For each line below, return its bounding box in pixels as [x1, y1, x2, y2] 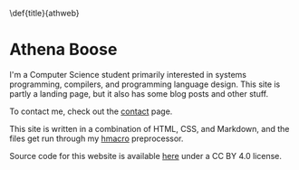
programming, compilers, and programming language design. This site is [9, 79, 281, 90]
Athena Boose [9, 40, 118, 60]
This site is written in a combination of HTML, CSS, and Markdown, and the [9, 123, 290, 134]
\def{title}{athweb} [9, 8, 80, 18]
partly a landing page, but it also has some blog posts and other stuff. [9, 88, 269, 99]
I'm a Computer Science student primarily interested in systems [9, 69, 247, 80]
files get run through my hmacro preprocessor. [9, 133, 184, 144]
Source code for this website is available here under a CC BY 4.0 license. [9, 150, 283, 161]
